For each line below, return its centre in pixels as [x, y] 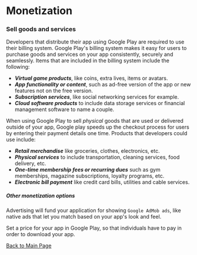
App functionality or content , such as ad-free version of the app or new [103, 85]
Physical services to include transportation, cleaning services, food [97, 157]
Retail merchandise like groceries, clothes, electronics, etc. [87, 151]
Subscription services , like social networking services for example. [97, 97]
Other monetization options [41, 196]
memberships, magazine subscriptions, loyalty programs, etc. [89, 176]
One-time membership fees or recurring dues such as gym [87, 170]
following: [18, 67]
